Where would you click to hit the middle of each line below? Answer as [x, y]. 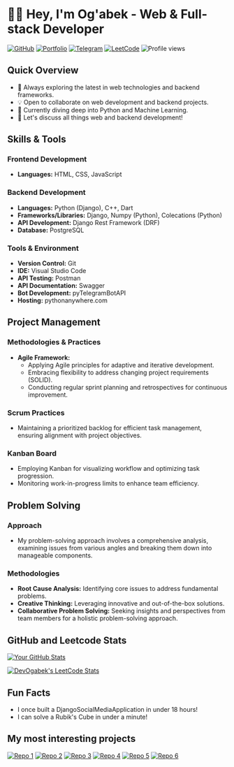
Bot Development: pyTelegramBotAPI [72, 293]
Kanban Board [32, 453]
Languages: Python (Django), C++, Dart [75, 207]
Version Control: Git [47, 263]
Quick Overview [43, 70]
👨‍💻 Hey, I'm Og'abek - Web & [93, 14]
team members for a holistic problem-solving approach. [97, 618]
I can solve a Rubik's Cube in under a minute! [82, 717]
